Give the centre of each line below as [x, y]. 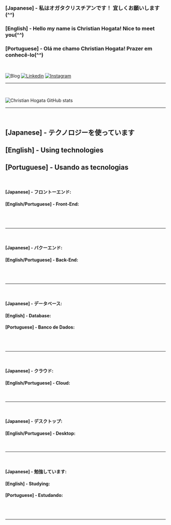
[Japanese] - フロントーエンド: [38, 192]
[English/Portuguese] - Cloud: [38, 383]
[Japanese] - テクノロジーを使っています [70, 132]
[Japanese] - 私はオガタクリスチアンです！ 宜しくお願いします [82, 8]
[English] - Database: [28, 315]
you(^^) [15, 35]
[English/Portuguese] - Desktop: [40, 433]
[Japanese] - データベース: [34, 303]
